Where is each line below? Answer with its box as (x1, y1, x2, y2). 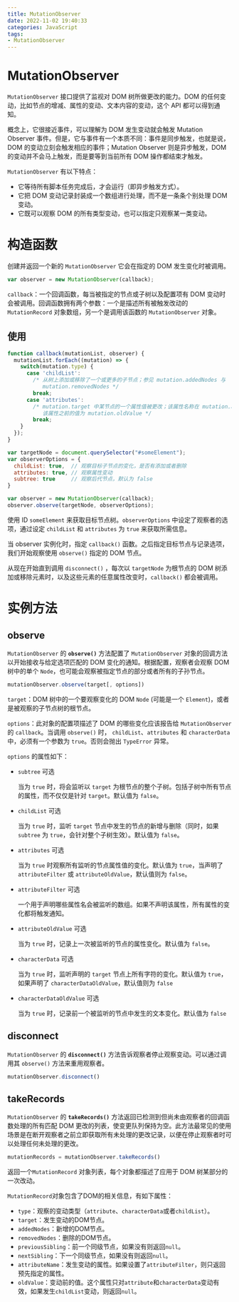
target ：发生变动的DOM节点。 (17, 1216, 109, 1224)
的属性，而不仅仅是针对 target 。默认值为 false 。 (17, 791, 163, 799)
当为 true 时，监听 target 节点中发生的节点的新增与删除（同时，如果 (17, 822, 219, 830)
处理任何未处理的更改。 (13, 1139, 83, 1148)
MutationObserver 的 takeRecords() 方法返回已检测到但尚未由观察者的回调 (7, 1113, 224, 1121)
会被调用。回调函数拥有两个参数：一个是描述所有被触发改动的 (7, 298, 188, 307)
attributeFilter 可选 (17, 884, 80, 893)
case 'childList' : (26, 370, 81, 377)
